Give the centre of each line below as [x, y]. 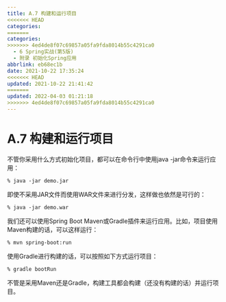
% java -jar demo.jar [38, 181]
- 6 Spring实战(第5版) [43, 52]
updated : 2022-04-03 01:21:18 [50, 97]
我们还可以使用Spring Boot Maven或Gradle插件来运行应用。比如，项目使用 [112, 221]
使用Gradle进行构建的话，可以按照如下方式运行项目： [83, 256]
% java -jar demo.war [38, 207]
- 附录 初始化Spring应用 [45, 58]
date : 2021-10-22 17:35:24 [46, 71]
